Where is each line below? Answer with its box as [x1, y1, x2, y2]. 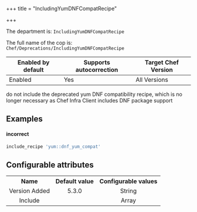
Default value [55, 177, 94, 185]
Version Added [9, 187, 50, 195]
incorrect [6, 130, 29, 137]
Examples [6, 114, 43, 124]
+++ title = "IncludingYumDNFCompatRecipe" [6, 5, 117, 12]
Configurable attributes [6, 160, 94, 170]
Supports [83, 58, 110, 67]
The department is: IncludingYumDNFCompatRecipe [6, 28, 125, 35]
